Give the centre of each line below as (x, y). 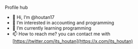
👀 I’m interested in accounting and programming (63, 23)
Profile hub (16, 7)
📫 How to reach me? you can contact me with (61, 34)
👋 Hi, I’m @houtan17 (33, 17)
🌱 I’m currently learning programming (52, 28)
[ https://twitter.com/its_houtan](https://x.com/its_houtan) (73, 41)
